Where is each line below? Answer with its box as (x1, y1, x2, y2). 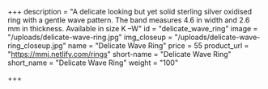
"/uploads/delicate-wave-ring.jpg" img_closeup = (7, 32, 173, 42)
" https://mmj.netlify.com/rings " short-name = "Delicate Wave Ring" (7, 50, 232, 59)
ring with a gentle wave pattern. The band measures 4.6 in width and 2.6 (7, 15, 250, 25)
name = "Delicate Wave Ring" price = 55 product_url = (67, 41, 249, 51)
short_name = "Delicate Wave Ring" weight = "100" (7, 58, 179, 67)
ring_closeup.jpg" (7, 41, 66, 51)
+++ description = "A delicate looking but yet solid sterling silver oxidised (7, 7, 253, 16)
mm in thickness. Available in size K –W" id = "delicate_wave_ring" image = (7, 24, 258, 33)
